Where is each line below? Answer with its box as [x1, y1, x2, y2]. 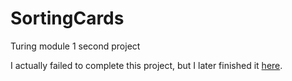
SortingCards [10, 7, 125, 30]
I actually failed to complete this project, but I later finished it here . [10, 59, 283, 71]
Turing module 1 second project [10, 40, 141, 52]
